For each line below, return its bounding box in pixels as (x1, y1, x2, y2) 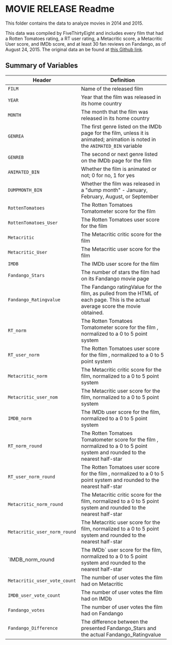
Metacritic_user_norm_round (8, 529, 76, 535)
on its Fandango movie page (81, 275, 149, 282)
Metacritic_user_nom (8, 394, 58, 400)
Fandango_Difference (8, 625, 58, 631)
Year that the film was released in (81, 93, 161, 101)
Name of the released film (81, 85, 143, 92)
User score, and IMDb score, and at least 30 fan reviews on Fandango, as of (5, 41, 166, 47)
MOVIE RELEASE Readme (5, 3, 115, 15)
